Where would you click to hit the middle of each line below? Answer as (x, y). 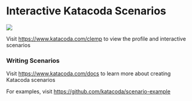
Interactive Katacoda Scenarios (86, 11)
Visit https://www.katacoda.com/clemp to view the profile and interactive (96, 39)
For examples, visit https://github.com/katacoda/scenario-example (88, 91)
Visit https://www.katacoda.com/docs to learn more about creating (89, 74)
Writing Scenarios (33, 60)
